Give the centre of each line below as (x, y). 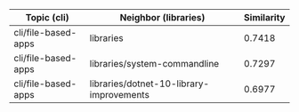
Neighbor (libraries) (162, 17)
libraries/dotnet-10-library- (149, 84)
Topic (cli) (47, 17)
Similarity (264, 17)
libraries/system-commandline (154, 64)
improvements (119, 95)
